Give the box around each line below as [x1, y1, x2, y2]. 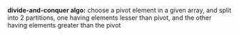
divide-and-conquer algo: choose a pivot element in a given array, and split [7, 6, 232, 14]
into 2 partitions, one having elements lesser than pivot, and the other [7, 13, 212, 22]
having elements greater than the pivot [7, 21, 121, 29]
